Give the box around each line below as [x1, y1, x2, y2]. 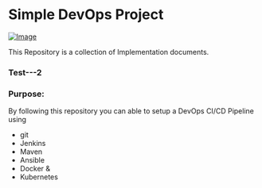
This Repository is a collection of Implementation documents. [8, 47, 209, 56]
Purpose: [8, 88, 45, 99]
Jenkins [19, 139, 46, 148]
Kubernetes [19, 172, 58, 182]
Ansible [19, 155, 45, 165]
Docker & [19, 164, 51, 174]
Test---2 [8, 67, 42, 78]
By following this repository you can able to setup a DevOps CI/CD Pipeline [8, 106, 255, 116]
